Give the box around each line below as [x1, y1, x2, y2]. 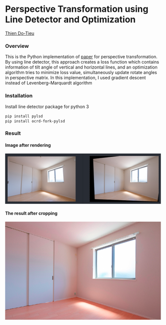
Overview [5, 42, 29, 49]
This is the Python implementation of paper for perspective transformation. [5, 54, 158, 60]
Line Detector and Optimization [5, 14, 136, 25]
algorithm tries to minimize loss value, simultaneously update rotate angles [5, 70, 157, 75]
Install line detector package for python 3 [5, 104, 89, 109]
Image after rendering [5, 142, 51, 148]
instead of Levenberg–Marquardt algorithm [5, 80, 92, 86]
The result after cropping [5, 211, 58, 217]
